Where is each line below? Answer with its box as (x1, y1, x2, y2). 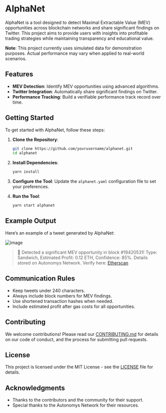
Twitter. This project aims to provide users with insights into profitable (5, 30, 148, 36)
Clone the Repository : (12, 137, 59, 142)
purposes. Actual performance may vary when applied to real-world (5, 50, 145, 56)
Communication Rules (5, 275, 76, 283)
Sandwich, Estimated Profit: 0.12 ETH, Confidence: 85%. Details (17, 255, 148, 261)
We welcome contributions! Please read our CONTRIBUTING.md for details (5, 331, 159, 337)
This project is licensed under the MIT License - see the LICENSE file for (5, 364, 153, 370)
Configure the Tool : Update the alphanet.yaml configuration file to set (12, 178, 156, 184)
